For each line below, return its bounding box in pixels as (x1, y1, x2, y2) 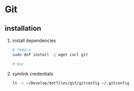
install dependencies (12, 37, 56, 43)
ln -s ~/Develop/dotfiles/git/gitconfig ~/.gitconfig (12, 80, 129, 85)
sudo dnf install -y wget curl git (12, 52, 88, 57)
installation (5, 24, 41, 33)
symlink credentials (12, 71, 53, 77)
